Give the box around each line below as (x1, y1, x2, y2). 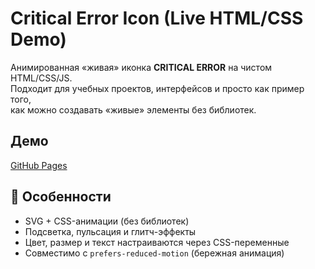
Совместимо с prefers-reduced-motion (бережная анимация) (24, 247, 285, 259)
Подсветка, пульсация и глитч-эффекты (24, 225, 197, 237)
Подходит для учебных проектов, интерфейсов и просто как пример (10, 82, 305, 94)
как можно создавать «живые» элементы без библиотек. (10, 103, 257, 116)
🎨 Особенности (10, 188, 112, 206)
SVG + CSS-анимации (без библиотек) (24, 215, 190, 227)
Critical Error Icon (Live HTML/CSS (10, 7, 304, 30)
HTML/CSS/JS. (10, 72, 73, 84)
